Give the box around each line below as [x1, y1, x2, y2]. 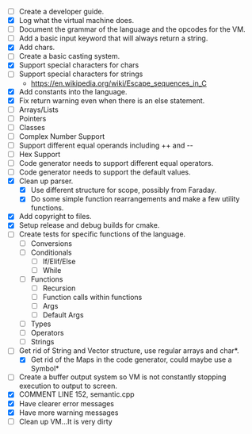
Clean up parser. [18, 176, 74, 186]
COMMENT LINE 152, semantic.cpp [18, 390, 136, 399]
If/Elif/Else [42, 256, 76, 266]
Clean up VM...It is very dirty [18, 417, 113, 426]
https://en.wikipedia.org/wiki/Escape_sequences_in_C [30, 79, 208, 88]
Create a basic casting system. [18, 52, 120, 61]
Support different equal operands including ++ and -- [18, 140, 193, 150]
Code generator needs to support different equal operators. [18, 159, 214, 167]
